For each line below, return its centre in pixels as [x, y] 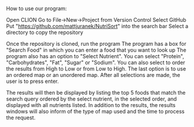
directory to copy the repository [45, 32]
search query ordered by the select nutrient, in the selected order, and [91, 99]
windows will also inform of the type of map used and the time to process [95, 111]
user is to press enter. [32, 81]
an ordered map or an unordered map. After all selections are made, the [93, 75]
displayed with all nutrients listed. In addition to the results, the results [91, 105]
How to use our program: [37, 9]
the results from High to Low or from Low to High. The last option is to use [96, 69]
